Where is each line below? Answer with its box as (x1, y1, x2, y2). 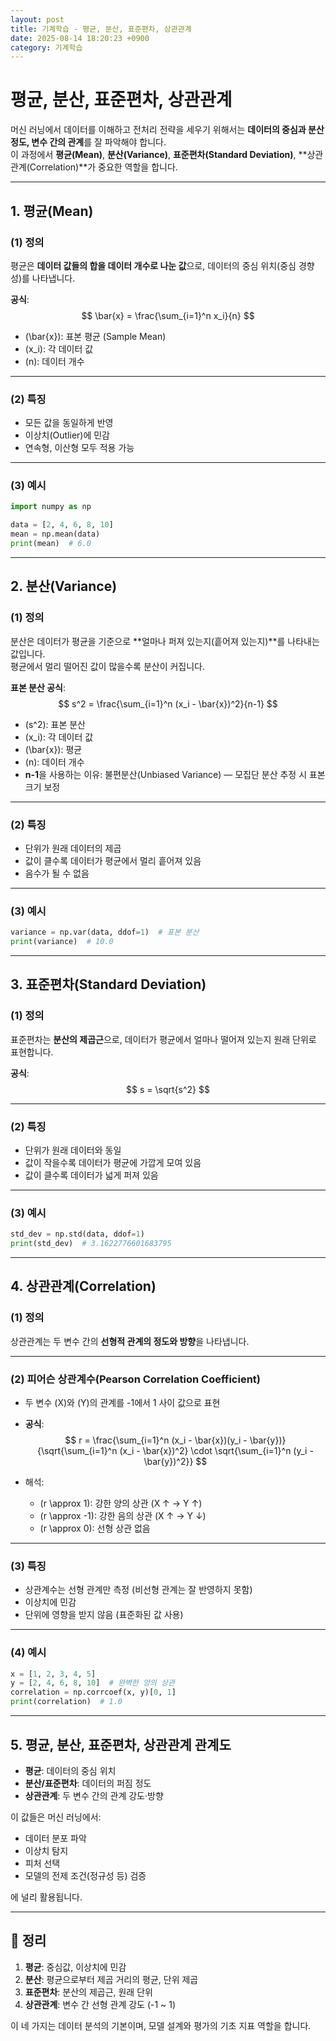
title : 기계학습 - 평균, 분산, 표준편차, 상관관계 (10, 24, 192, 34)
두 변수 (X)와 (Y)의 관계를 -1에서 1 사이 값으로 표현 (24, 1397, 221, 1409)
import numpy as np (10, 502, 92, 512)
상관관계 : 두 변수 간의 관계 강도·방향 (24, 1789, 164, 1801)
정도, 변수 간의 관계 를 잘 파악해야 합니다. (10, 136, 167, 148)
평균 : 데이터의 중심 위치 (24, 1764, 117, 1776)
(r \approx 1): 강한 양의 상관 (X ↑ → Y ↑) (39, 1497, 203, 1510)
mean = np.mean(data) (10, 529, 101, 540)
